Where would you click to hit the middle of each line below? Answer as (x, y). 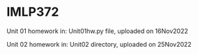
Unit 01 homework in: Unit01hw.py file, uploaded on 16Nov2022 (98, 31)
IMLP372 (33, 12)
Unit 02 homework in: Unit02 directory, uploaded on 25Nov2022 (99, 44)
